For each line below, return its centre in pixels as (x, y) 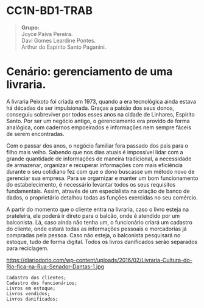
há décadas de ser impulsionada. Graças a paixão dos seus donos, (90, 108)
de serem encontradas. (36, 134)
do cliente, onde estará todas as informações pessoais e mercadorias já (97, 229)
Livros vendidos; (28, 293)
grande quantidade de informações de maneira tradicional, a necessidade (99, 159)
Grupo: (30, 27)
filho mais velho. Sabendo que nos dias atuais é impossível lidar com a (95, 152)
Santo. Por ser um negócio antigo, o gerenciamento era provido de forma (98, 121)
